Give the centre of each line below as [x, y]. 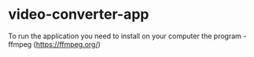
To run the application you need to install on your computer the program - [127, 36]
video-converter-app [79, 14]
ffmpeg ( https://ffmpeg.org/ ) [54, 44]
